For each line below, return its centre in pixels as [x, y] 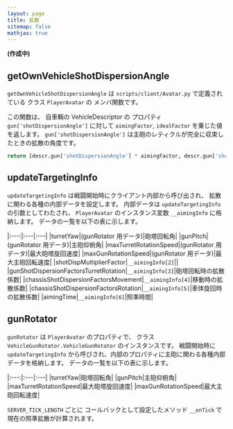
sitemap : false [29, 26]
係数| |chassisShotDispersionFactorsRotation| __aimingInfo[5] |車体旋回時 [118, 288]
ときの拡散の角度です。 [46, 143]
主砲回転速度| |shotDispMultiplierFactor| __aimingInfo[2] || [96, 262]
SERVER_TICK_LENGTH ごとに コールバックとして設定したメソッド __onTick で [115, 410]
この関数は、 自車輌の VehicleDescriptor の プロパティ [85, 117]
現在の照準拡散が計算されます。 [53, 418]
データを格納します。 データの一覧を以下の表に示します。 [89, 362]
